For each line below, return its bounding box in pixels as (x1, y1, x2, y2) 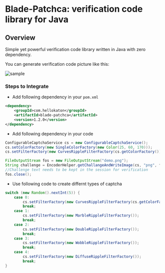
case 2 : (14, 222, 29, 227)
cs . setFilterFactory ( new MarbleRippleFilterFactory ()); (23, 213, 139, 218)
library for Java (5, 14, 69, 25)
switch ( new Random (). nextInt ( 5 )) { (5, 190, 80, 195)
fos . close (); (5, 172, 32, 177)
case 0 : (14, 195, 29, 200)
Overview (5, 33, 36, 42)
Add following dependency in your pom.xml (12, 94, 99, 100)
